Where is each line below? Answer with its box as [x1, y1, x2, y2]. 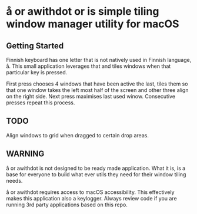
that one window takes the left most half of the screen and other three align [6, 87, 189, 93]
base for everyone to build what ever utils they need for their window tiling [6, 170, 186, 178]
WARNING [6, 149, 45, 159]
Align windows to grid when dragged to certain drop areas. [6, 131, 149, 139]
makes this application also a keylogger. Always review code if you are [6, 195, 178, 202]
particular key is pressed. [6, 69, 68, 75]
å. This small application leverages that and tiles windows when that [6, 62, 171, 70]
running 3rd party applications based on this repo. [6, 201, 128, 208]
